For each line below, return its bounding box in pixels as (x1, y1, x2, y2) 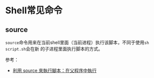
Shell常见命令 (5, 5, 63, 16)
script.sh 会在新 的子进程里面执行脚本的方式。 (5, 46, 103, 51)
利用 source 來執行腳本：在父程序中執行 (12, 67, 97, 73)
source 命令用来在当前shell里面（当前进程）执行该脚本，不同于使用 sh (5, 39, 149, 45)
